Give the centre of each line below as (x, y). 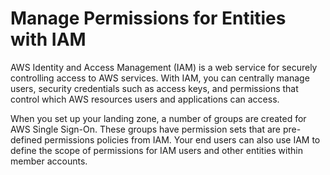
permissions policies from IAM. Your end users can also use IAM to (182, 139)
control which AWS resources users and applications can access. (145, 99)
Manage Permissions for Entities (148, 18)
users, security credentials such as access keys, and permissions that (154, 88)
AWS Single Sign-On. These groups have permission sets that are (145, 129)
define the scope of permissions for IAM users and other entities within (156, 150)
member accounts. (49, 161)
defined (26, 139)
